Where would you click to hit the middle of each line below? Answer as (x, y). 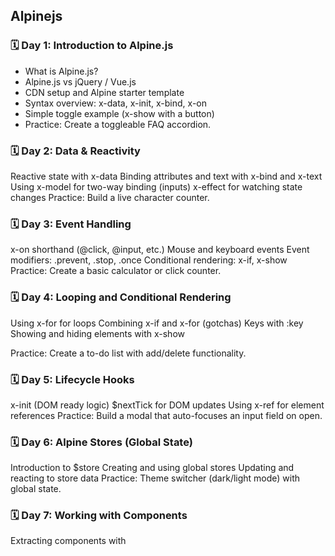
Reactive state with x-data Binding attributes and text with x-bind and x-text (166, 176)
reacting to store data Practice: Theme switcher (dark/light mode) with (155, 478)
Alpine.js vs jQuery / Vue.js (80, 81)
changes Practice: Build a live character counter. (110, 197)
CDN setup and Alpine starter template (104, 92)
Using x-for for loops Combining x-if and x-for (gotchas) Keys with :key (157, 323)
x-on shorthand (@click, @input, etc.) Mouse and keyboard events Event (160, 250)
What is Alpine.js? (61, 71)
